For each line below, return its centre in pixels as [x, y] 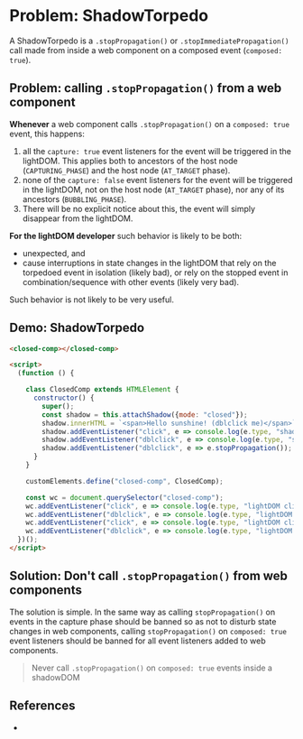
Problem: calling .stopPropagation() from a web [146, 88]
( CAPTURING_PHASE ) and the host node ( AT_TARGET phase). [126, 170]
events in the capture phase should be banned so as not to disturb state [143, 621]
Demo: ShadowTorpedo [77, 328]
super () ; [58, 406]
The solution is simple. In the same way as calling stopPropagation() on [142, 612]
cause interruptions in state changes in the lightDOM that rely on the [149, 263]
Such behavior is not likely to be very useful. [92, 300]
